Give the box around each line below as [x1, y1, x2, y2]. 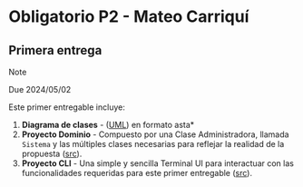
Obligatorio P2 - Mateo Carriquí [8, 6, 249, 27]
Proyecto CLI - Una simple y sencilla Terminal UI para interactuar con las [21, 158, 294, 169]
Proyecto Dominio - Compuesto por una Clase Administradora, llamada [21, 129, 289, 140]
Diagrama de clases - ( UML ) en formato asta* [21, 120, 195, 130]
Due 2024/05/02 [8, 84, 72, 94]
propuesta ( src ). [21, 148, 83, 159]
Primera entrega [8, 43, 103, 58]
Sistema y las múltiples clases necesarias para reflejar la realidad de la [21, 139, 285, 149]
